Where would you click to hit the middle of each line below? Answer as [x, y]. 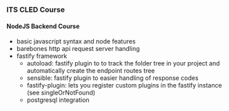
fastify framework [42, 56]
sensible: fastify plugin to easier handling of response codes [112, 78]
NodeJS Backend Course [43, 26]
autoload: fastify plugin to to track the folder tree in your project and [123, 63]
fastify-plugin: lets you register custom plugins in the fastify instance [124, 85]
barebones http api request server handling [78, 49]
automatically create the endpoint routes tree [91, 71]
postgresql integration [58, 100]
